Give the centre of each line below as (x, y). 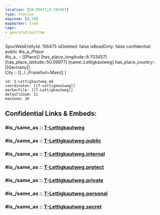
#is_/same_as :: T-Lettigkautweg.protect (55, 167)
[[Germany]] (18, 67)
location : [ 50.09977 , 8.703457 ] (37, 10)
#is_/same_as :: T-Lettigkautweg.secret (53, 207)
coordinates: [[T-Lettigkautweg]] (40, 86)
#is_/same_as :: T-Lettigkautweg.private (54, 180)
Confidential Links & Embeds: (51, 114)
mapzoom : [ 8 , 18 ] (22, 19)
